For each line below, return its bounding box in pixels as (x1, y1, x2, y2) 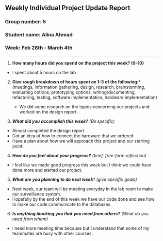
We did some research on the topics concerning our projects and (19, 104, 149, 110)
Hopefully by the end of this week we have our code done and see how (12, 196, 155, 202)
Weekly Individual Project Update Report (5, 4, 130, 12)
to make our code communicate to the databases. (12, 201, 112, 207)
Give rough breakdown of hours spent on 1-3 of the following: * (12, 79, 141, 84)
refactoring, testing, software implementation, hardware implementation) (12, 94, 158, 100)
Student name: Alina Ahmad (5, 32, 73, 38)
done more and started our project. (12, 167, 82, 173)
